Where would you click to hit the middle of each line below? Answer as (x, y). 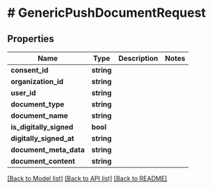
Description (138, 58)
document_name (39, 115)
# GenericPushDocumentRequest (106, 13)
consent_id (30, 70)
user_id (23, 93)
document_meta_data (48, 150)
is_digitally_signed (42, 127)
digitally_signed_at (43, 138)
